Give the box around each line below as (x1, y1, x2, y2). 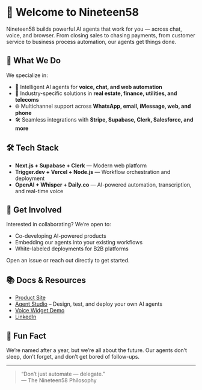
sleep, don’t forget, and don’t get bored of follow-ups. (6, 353, 140, 360)
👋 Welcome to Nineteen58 (6, 5, 139, 19)
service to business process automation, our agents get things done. (6, 38, 177, 45)
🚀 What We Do (6, 55, 61, 66)
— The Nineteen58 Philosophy (20, 377, 97, 384)
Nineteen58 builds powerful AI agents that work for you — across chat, (6, 25, 182, 32)
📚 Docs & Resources (6, 275, 86, 285)
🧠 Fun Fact (6, 330, 46, 341)
